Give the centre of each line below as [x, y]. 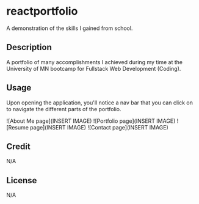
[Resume [18, 127]
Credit [18, 146]
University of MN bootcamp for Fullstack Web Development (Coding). [94, 68]
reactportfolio [42, 11]
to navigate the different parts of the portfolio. [64, 109]
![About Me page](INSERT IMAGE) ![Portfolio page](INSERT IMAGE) [91, 121]
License [22, 180]
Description [29, 47]
